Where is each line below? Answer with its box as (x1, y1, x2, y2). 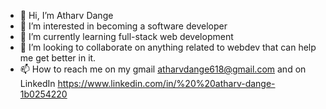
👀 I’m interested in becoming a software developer (19, 20, 228, 32)
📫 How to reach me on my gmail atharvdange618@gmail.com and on (19, 63, 307, 75)
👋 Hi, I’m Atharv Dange (19, 10, 114, 21)
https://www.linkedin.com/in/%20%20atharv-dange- (57, 78, 276, 89)
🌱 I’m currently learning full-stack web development (19, 31, 234, 42)
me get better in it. (19, 52, 97, 64)
